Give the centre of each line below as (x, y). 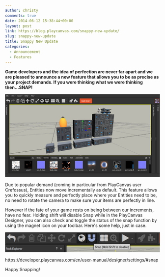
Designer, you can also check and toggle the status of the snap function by (81, 221)
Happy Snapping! (23, 269)
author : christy (22, 10)
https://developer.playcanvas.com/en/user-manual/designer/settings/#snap (82, 260)
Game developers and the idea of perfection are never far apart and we (79, 72)
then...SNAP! (19, 87)
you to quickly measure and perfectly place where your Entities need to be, (81, 195)
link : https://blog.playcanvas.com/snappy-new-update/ (62, 31)
